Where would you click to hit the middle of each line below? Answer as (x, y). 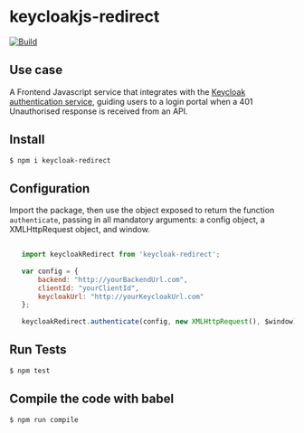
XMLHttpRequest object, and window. (80, 230)
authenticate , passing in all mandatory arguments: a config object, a (137, 220)
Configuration (50, 188)
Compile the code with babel (92, 399)
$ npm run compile (44, 419)
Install (27, 140)
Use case (36, 70)
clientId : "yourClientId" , (89, 288)
